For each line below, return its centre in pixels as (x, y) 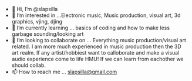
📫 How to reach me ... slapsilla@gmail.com (64, 72)
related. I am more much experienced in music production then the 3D (97, 46)
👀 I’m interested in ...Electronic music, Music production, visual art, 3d (96, 15)
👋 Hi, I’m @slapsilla (35, 9)
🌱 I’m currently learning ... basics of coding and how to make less (91, 28)
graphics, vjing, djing (37, 21)
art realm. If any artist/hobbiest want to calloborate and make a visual (95, 53)
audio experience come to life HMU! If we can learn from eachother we (97, 59)
